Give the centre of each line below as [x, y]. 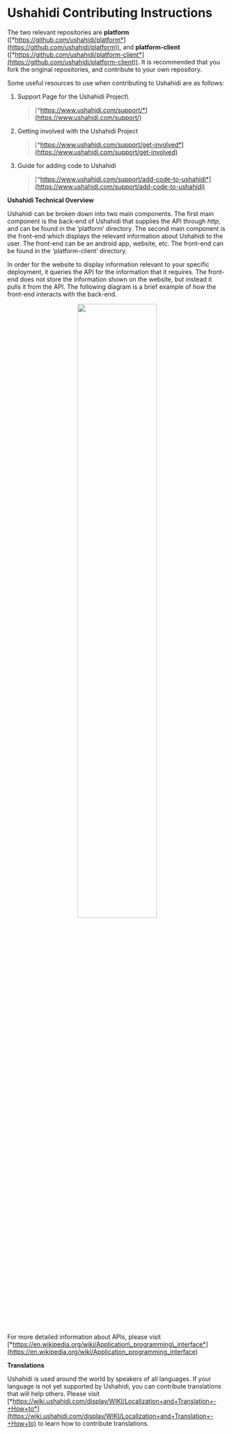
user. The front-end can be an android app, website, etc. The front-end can [116, 243]
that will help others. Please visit [53, 1393]
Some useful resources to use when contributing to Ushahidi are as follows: [116, 83]
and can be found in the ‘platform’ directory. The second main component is [116, 228]
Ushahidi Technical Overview [51, 200]
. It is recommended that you [179, 62]
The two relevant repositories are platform [68, 32]
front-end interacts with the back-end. [62, 294]
